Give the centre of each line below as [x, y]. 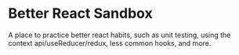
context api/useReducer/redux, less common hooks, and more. [110, 43]
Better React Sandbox [80, 14]
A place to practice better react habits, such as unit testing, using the [119, 35]
